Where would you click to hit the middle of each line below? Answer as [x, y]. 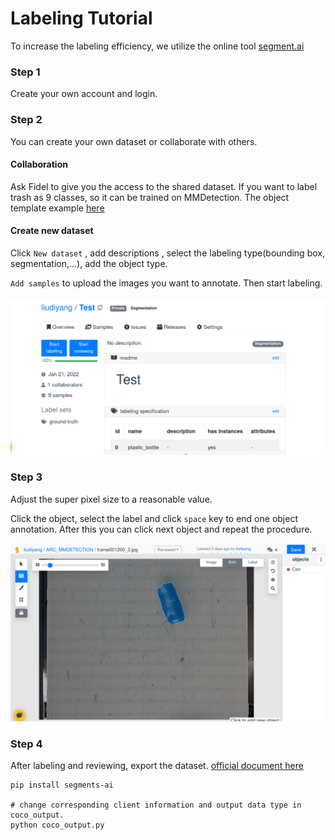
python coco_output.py [57, 825]
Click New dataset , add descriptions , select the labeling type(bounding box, [167, 253]
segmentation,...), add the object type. [89, 263]
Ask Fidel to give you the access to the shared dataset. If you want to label [164, 186]
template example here [57, 208]
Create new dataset [52, 231]
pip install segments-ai [62, 785]
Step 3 [26, 477]
